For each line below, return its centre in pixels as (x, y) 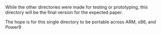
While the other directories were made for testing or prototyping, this (76, 7)
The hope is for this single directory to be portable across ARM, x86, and (80, 22)
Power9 (13, 27)
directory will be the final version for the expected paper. (64, 12)
